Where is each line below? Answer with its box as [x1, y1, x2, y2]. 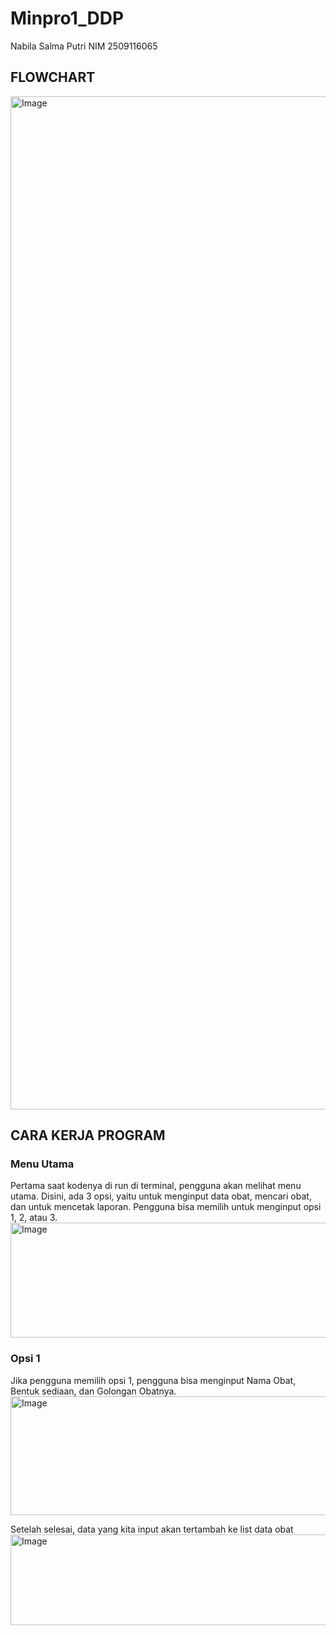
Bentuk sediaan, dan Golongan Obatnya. [10, 1385, 177, 1397]
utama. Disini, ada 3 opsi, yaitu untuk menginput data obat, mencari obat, [10, 1190, 312, 1202]
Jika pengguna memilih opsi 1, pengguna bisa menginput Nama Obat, [10, 1374, 297, 1386]
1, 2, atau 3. [10, 1212, 58, 1224]
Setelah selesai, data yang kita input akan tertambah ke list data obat [10, 1523, 294, 1535]
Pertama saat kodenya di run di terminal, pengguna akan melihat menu [10, 1180, 302, 1192]
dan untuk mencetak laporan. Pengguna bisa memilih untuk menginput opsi [10, 1201, 322, 1213]
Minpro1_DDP [10, 7, 125, 30]
